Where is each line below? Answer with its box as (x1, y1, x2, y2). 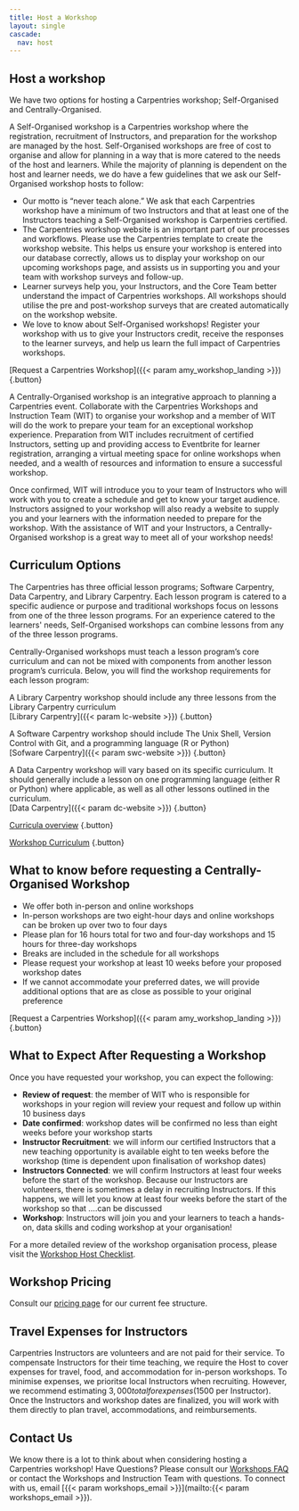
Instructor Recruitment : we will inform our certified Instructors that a (21, 1136, 276, 1147)
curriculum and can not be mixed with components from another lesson (9, 655, 272, 666)
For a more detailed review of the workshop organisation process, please (9, 1239, 278, 1249)
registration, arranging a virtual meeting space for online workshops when (9, 448, 281, 460)
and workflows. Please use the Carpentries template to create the (21, 234, 263, 245)
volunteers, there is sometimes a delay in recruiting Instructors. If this (21, 1183, 277, 1194)
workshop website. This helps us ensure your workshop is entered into (21, 243, 282, 254)
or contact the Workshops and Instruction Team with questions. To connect (9, 1473, 286, 1483)
